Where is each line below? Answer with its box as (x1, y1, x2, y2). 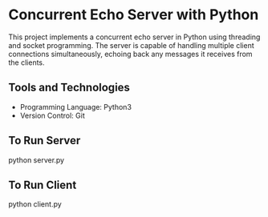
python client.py (8, 199, 62, 209)
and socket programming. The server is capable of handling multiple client (8, 40, 254, 50)
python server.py (8, 155, 65, 165)
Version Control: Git (19, 111, 86, 120)
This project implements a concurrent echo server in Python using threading (8, 32, 261, 42)
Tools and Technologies (8, 81, 131, 94)
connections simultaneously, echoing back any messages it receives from (8, 49, 253, 58)
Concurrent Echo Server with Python (8, 6, 259, 24)
